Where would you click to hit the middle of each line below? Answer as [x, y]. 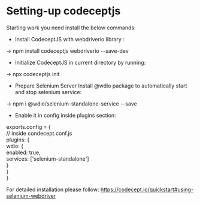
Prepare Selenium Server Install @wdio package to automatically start [101, 86]
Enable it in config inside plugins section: [65, 115]
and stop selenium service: [48, 92]
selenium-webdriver [31, 195]
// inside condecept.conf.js [39, 133]
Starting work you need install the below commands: [71, 28]
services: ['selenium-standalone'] [48, 159]
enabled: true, [23, 152]
